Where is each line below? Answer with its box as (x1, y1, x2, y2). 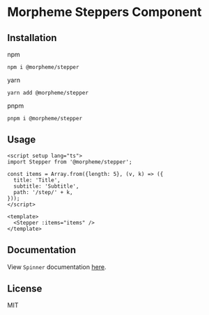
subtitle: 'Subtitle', (13, 182, 79, 190)
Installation (7, 32, 57, 44)
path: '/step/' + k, (13, 188, 73, 195)
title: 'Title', (13, 177, 61, 184)
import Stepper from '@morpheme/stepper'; (7, 158, 132, 165)
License (7, 283, 42, 295)
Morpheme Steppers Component (7, 4, 202, 20)
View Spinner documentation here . (7, 262, 107, 271)
